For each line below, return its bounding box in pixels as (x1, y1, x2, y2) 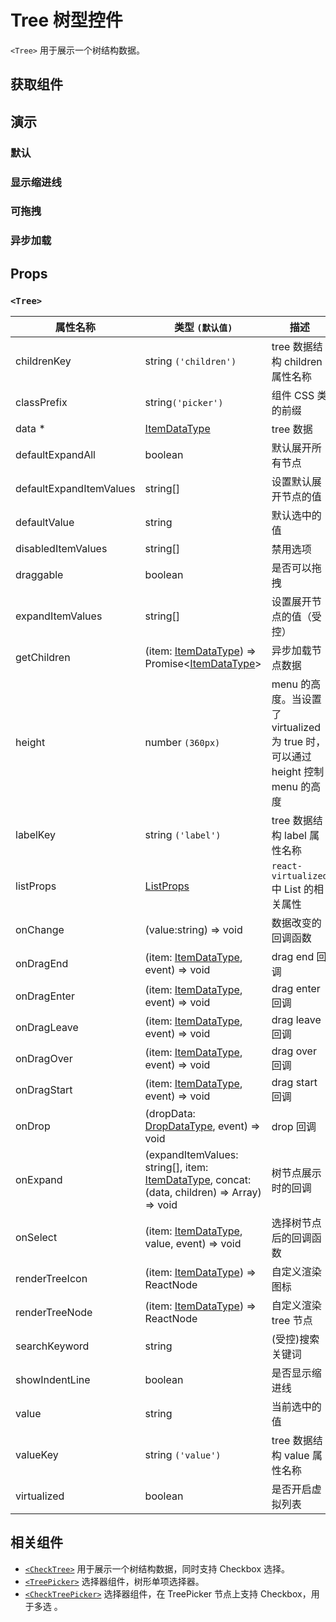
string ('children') (144, 354, 237, 368)
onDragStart (15, 1083, 73, 1097)
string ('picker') (144, 396, 224, 410)
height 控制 (271, 765, 325, 779)
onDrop (15, 1119, 51, 1133)
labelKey (15, 828, 56, 842)
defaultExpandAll (15, 448, 96, 462)
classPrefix (15, 396, 68, 410)
